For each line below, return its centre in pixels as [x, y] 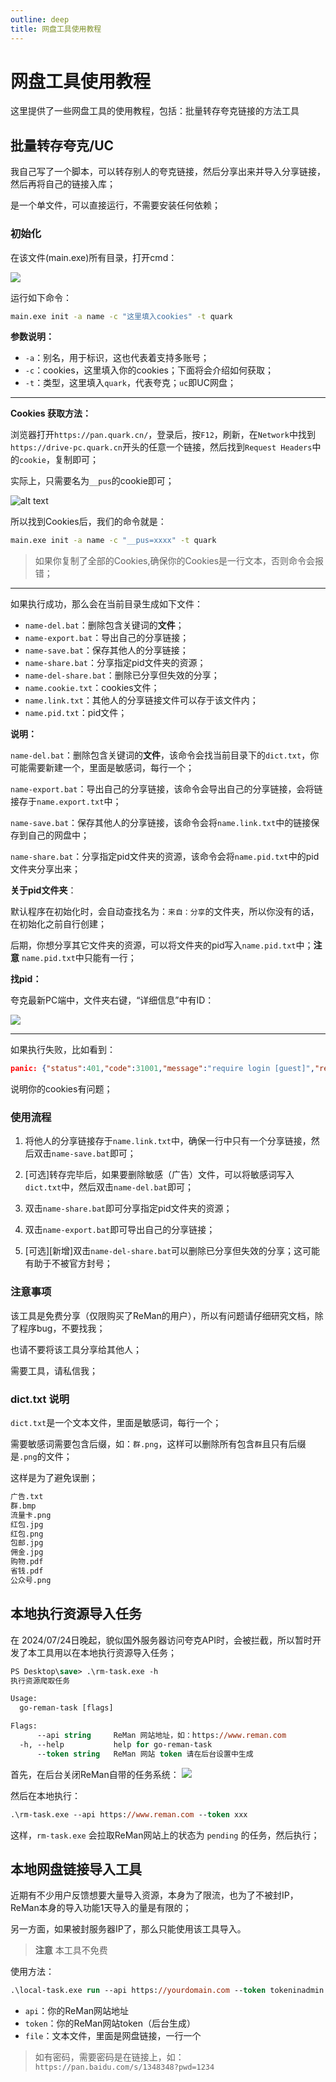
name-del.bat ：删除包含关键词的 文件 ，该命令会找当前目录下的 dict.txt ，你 [165, 755]
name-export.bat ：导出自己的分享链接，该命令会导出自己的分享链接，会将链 [166, 789]
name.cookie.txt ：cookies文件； [92, 688]
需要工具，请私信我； [54, 1370]
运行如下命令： [41, 297]
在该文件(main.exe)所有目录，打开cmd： [94, 257]
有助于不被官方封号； [68, 1263]
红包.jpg [27, 1524]
